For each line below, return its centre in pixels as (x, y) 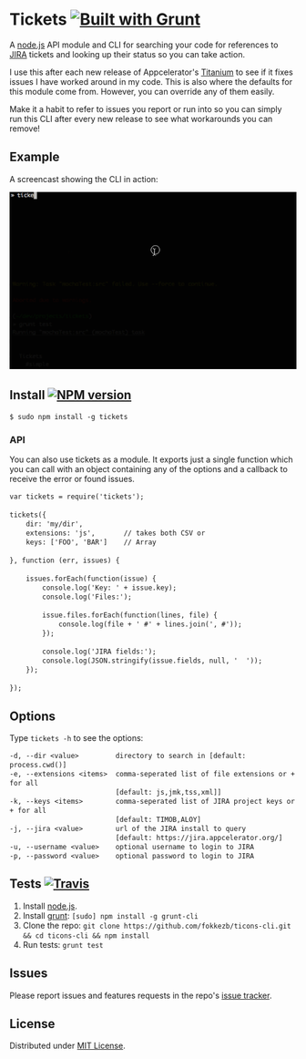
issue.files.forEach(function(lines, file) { (130, 615)
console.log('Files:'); (87, 597)
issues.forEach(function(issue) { (91, 579)
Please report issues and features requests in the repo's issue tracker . (141, 995)
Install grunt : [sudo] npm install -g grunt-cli (110, 915)
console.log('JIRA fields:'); (99, 652)
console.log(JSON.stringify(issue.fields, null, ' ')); (152, 661)
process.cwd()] (38, 766)
